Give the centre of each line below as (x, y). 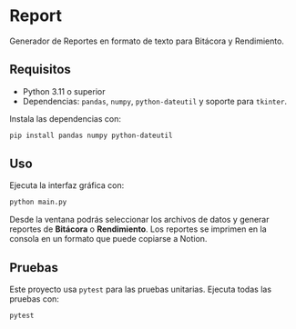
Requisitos (40, 70)
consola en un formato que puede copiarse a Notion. (108, 239)
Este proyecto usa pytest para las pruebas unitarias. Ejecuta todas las (140, 289)
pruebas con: (34, 299)
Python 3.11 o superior (64, 91)
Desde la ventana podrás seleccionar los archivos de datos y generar (140, 220)
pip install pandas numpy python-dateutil (91, 135)
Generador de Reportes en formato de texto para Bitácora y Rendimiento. (147, 41)
